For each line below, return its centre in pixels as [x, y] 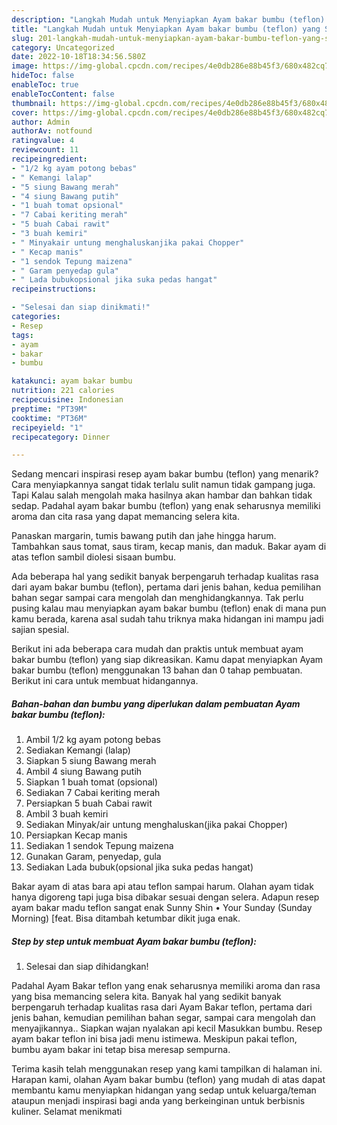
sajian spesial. [40, 630]
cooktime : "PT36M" [49, 418]
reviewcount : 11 [45, 150]
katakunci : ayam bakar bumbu [72, 381]
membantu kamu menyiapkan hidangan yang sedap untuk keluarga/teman [164, 1090]
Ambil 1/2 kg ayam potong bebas [93, 740]
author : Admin [41, 122]
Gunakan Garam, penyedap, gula [93, 857]
